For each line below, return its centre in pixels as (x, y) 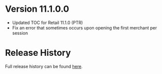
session (20, 33)
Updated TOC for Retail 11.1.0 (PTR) (47, 23)
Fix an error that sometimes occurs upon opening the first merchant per (84, 27)
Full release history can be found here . (44, 66)
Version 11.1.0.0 (37, 9)
